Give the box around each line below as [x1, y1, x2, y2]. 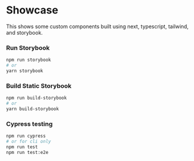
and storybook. [6, 29, 43, 36]
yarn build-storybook [6, 106, 59, 112]
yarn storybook [6, 68, 44, 74]
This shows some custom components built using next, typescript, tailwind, [6, 23, 189, 30]
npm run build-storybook [6, 95, 67, 101]
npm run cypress [6, 133, 46, 139]
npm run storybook [6, 57, 51, 63]
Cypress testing [6, 119, 53, 128]
